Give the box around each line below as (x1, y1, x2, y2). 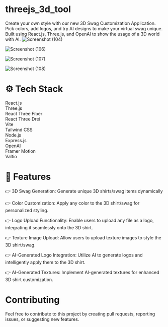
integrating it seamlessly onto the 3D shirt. (5, 224, 93, 230)
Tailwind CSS (5, 126, 33, 133)
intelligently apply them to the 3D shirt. (5, 259, 86, 265)
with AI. (5, 36, 21, 42)
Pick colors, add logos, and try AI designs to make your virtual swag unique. (5, 25, 163, 31)
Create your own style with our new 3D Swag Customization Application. (5, 20, 156, 26)
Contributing (5, 294, 60, 305)
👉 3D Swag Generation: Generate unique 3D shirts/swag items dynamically (5, 188, 163, 194)
